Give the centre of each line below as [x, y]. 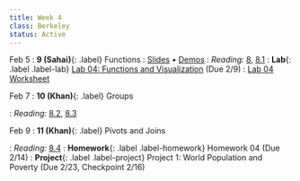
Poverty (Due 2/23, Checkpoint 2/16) [77, 168]
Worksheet [30, 79]
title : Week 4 [36, 17]
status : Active [38, 34]
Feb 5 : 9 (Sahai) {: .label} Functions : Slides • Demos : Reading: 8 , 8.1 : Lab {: [150, 60]
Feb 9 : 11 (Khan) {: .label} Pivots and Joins [88, 131]
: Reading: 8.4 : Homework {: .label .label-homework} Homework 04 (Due [145, 148]
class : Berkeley [40, 26]
